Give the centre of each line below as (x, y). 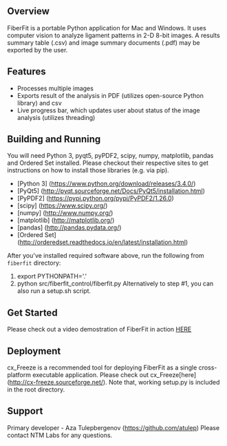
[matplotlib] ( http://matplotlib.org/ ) (66, 221)
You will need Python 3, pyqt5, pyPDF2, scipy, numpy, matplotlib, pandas (110, 156)
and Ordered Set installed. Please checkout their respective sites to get (108, 163)
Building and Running (54, 140)
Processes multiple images (55, 88)
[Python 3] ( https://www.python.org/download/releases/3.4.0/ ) (106, 184)
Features (26, 72)
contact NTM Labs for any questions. (60, 435)
